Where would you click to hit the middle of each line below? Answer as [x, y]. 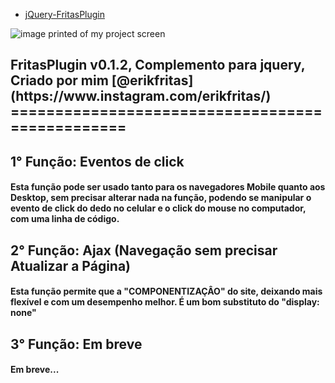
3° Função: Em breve [76, 344]
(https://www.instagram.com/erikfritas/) [141, 96]
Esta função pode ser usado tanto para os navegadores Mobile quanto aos [168, 187]
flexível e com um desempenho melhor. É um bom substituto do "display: [165, 302]
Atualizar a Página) [71, 265]
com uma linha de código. [65, 219]
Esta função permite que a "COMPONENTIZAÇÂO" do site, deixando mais [166, 291]
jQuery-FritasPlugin [64, 14]
